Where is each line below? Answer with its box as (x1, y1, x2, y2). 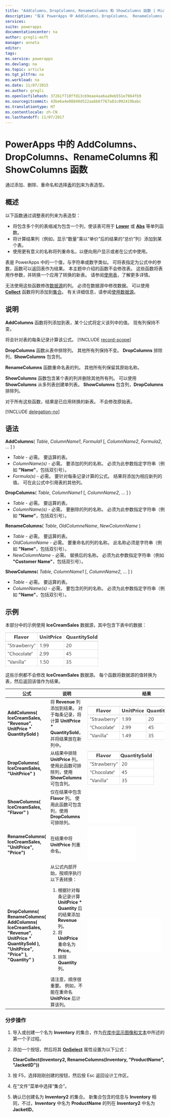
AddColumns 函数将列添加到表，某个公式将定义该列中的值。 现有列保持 (5, 319, 156, 326)
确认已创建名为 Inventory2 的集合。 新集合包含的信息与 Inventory (12, 1094, 151, 1100)
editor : (5, 46, 22, 51)
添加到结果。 (50, 705, 77, 711)
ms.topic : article (5, 67, 44, 72)
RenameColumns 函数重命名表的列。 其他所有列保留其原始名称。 (5, 364, 142, 370)
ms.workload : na (5, 77, 39, 83)
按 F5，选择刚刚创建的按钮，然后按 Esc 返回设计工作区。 (12, 1072, 132, 1078)
